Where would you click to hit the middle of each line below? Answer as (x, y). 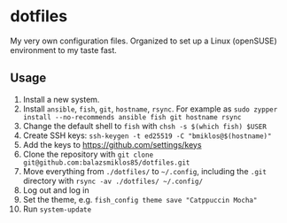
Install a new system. (61, 99)
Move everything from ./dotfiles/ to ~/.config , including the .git (144, 171)
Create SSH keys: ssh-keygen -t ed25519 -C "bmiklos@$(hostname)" (147, 135)
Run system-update (57, 209)
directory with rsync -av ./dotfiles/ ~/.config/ (112, 181)
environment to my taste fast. (64, 50)
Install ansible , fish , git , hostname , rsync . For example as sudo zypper (150, 109)
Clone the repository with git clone (88, 154)
